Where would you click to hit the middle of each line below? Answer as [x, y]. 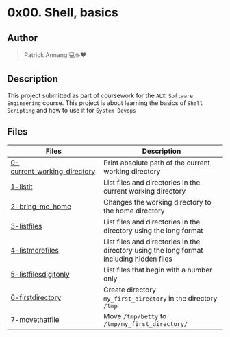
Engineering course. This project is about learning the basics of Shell [105, 103]
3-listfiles [26, 226]
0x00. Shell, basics [63, 13]
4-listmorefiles [35, 250]
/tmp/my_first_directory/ [146, 324]
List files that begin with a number [158, 270]
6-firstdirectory [36, 297]
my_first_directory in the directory [161, 298]
